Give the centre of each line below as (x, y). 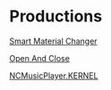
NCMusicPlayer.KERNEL (54, 75)
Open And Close (39, 58)
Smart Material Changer (53, 41)
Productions (56, 16)
